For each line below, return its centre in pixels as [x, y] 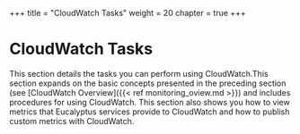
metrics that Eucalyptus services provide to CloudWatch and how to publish [150, 112]
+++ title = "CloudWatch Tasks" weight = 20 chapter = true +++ [128, 13]
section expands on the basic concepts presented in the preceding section [148, 83]
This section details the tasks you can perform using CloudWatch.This [139, 73]
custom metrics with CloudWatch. [72, 121]
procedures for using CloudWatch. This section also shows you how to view [150, 102]
